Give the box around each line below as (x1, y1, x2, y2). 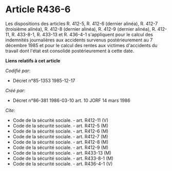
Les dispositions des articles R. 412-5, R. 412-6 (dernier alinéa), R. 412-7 (5, 20, 158, 27)
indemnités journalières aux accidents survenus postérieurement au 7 (5, 37, 153, 43)
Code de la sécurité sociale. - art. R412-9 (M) (12, 144, 109, 151)
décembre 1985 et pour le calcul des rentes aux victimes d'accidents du (5, 42, 158, 48)
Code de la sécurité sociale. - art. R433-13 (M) (12, 149, 111, 156)
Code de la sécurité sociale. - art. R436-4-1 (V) (12, 160, 113, 167)
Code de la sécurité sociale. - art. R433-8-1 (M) (12, 155, 114, 161)
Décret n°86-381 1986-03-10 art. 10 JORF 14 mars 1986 (12, 97, 130, 103)
